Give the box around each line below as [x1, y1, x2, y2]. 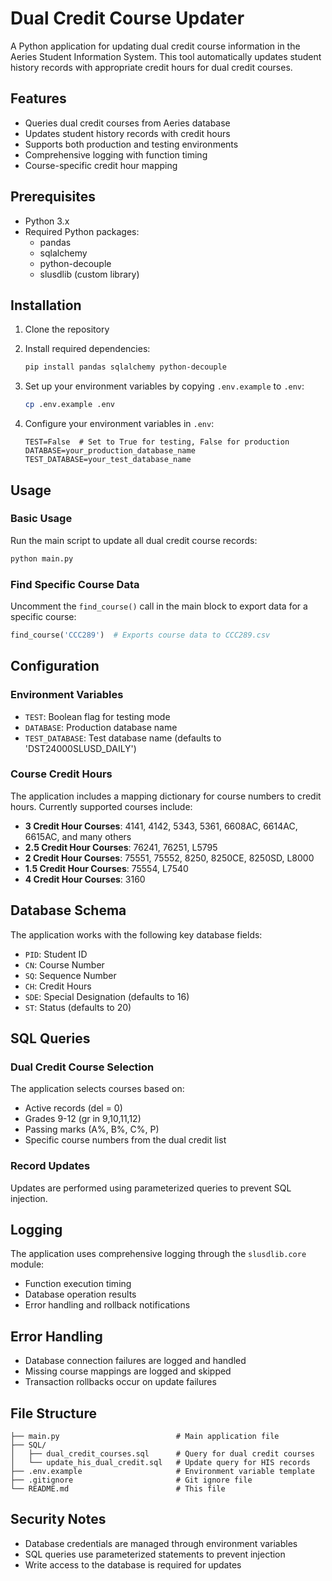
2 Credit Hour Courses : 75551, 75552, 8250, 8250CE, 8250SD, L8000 [24, 852, 315, 864]
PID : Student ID [24, 948, 88, 960]
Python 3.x [24, 215, 70, 227]
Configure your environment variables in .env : [24, 418, 215, 430]
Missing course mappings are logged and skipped [24, 1365, 232, 1377]
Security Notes [10, 1511, 107, 1528]
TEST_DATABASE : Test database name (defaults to [24, 732, 222, 744]
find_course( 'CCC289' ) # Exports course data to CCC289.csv [10, 630, 271, 640]
